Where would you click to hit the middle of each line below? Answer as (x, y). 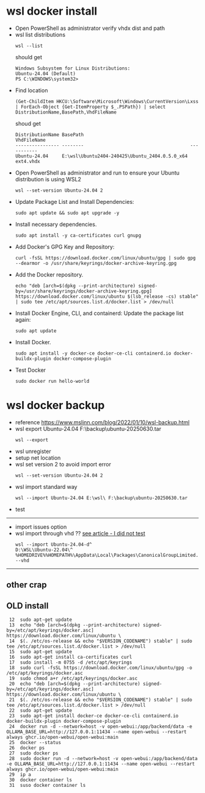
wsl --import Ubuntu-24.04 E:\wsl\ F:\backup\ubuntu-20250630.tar (101, 498)
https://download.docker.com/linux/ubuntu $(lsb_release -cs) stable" (107, 296)
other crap (27, 585)
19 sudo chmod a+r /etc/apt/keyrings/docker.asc (73, 679)
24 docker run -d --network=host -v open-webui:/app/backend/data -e (100, 727)
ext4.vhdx (28, 161)
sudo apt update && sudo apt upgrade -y (67, 213)
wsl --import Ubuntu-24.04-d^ (54, 545)
